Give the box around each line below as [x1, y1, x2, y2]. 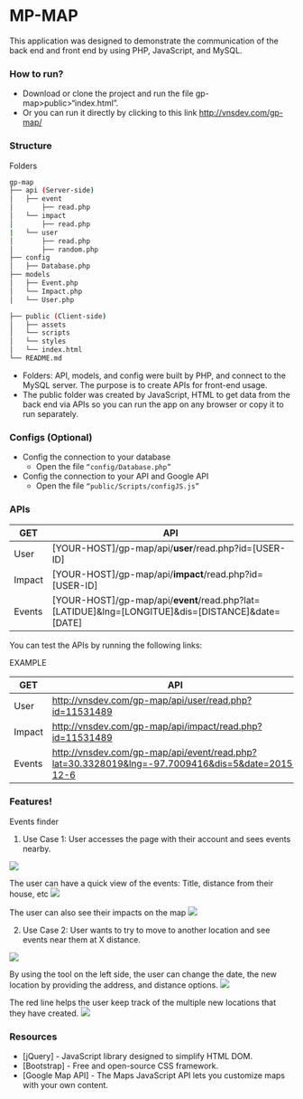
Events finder [9, 816, 60, 827]
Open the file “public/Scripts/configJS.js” [35, 480, 200, 491]
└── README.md [9, 354, 63, 363]
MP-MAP [9, 5, 78, 26]
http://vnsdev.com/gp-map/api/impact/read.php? [51, 720, 263, 733]
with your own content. [22, 1080, 108, 1091]
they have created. [9, 1008, 79, 1018]
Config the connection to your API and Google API [22, 471, 209, 482]
